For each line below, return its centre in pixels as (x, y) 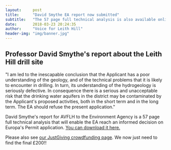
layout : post (24, 10)
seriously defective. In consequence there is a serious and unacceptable (81, 91)
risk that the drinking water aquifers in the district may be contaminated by (83, 96)
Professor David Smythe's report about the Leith (84, 54)
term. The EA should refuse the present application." (60, 107)
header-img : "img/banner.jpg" (37, 34)
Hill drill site (24, 62)
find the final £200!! (26, 142)
